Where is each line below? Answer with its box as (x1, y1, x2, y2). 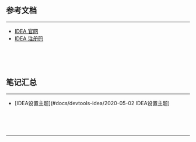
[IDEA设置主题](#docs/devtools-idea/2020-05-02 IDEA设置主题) (14, 99, 170, 106)
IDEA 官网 (14, 27, 38, 34)
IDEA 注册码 (14, 34, 44, 42)
